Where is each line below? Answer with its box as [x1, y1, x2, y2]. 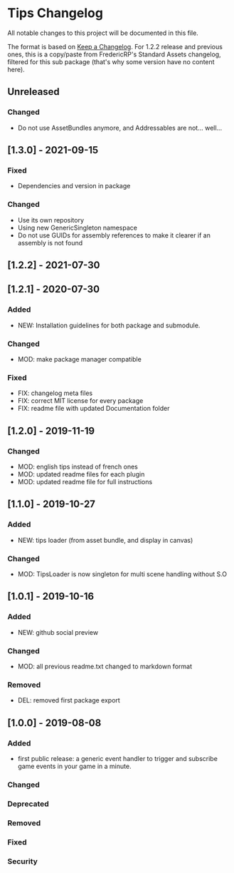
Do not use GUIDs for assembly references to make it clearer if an [17, 230, 211, 240]
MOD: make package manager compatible [17, 354, 142, 363]
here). [7, 65, 25, 73]
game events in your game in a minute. [17, 762, 132, 770]
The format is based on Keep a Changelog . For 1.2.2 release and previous [7, 42, 223, 51]
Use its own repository [17, 215, 84, 224]
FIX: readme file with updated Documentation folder [17, 404, 170, 413]
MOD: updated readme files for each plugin [17, 469, 145, 479]
